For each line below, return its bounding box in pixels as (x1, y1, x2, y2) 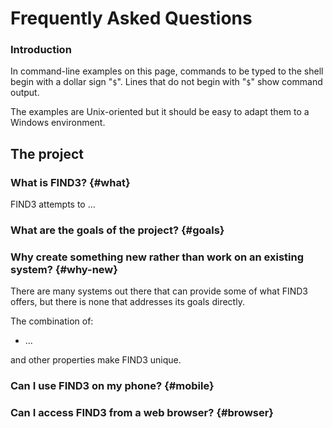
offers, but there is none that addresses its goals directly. (10, 296, 245, 308)
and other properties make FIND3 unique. (10, 354, 182, 366)
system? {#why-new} (10, 263, 118, 277)
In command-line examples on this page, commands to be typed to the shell (10, 65, 324, 77)
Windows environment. (10, 117, 106, 129)
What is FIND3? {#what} (10, 175, 131, 189)
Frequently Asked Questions (10, 7, 253, 30)
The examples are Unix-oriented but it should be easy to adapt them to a (10, 106, 310, 118)
